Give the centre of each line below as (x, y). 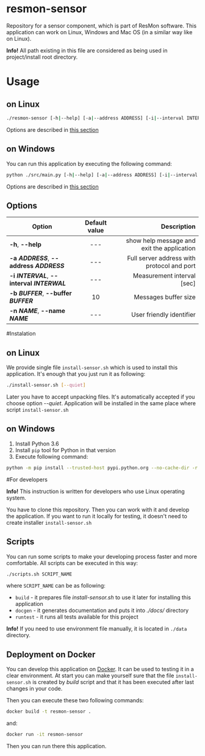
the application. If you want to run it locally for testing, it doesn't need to (97, 516)
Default (95, 223)
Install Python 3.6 (37, 444)
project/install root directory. (42, 57)
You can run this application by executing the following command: (89, 164)
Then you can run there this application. (56, 746)
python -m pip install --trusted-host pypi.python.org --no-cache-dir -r (102, 468)
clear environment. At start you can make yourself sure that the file (90, 675)
